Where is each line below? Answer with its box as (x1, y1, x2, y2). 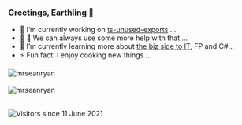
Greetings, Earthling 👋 (8, 7, 95, 18)
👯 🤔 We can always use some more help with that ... (19, 33, 188, 42)
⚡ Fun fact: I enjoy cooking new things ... (19, 50, 152, 60)
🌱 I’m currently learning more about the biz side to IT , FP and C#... (19, 42, 235, 51)
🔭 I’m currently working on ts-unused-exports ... (19, 25, 177, 35)
